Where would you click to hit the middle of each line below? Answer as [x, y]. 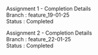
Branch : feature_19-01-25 [38, 15]
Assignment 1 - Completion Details [49, 9]
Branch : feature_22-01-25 [39, 39]
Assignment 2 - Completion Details [49, 33]
